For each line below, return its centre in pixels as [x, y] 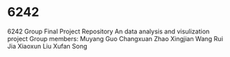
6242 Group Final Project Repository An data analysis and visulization [109, 31]
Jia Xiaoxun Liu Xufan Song [47, 46]
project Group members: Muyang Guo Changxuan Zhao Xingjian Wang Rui [115, 38]
